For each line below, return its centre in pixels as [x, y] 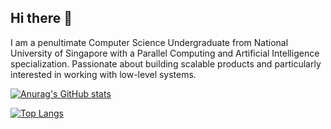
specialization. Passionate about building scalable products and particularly [166, 63]
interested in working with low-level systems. [103, 74]
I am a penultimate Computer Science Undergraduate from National [149, 42]
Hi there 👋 [41, 18]
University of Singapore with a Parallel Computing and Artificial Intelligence [165, 53]
